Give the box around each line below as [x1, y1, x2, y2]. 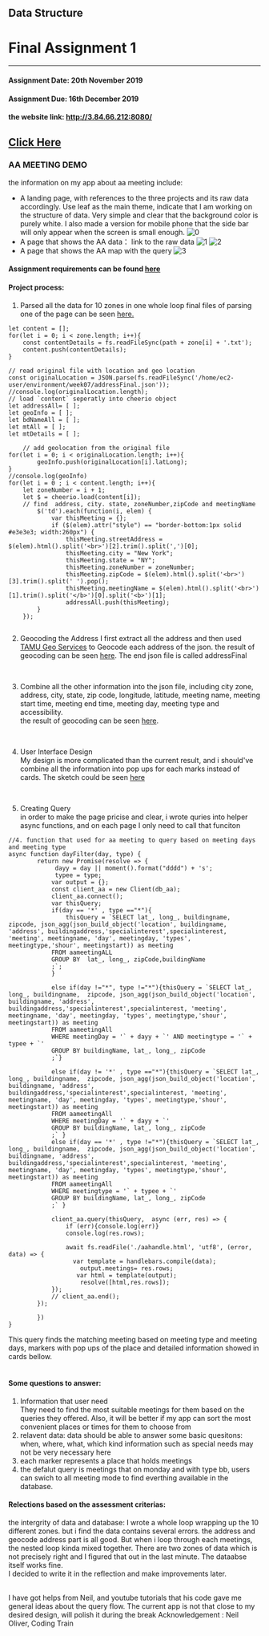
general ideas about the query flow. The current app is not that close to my [8, 1601, 255, 1611]
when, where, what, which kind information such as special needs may [19, 1439, 254, 1448]
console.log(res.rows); [65, 1229, 146, 1237]
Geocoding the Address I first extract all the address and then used [19, 633, 242, 643]
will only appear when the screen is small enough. [19, 227, 186, 237]
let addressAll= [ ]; [8, 401, 81, 410]
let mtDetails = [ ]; [8, 429, 81, 438]
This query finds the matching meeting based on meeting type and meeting [8, 1334, 258, 1344]
